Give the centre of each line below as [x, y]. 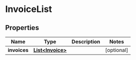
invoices [18, 50]
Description [86, 42]
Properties [22, 28]
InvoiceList [29, 9]
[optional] [117, 50]
